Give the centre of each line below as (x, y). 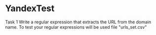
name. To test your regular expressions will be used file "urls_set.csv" (76, 27)
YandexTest (30, 9)
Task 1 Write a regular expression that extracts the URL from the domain (78, 22)
